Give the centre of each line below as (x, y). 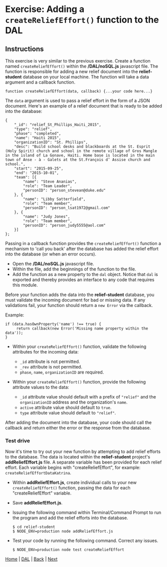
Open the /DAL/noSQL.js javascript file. (53, 264)
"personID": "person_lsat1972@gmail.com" (67, 208)
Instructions (24, 49)
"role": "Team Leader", (48, 186)
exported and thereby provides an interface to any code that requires (83, 279)
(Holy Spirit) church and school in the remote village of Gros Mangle (81, 151)
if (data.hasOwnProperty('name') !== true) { (53, 324)
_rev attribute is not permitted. (51, 367)
